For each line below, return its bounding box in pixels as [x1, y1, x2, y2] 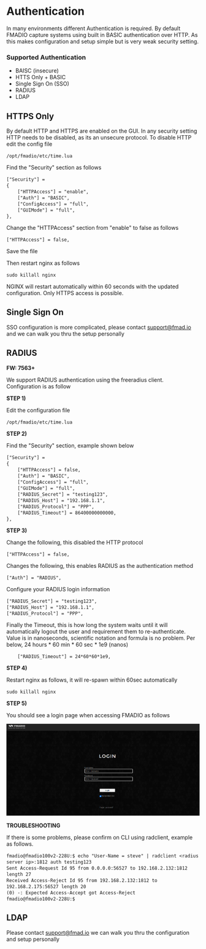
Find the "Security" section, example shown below [6, 441, 134, 449]
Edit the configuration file [6, 406, 71, 414]
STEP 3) [6, 527, 28, 534]
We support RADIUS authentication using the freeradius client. [6, 376, 164, 384]
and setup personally [6, 935, 60, 943]
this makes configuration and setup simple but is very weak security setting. [6, 37, 199, 45]
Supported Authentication [6, 53, 86, 61]
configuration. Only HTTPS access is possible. [6, 289, 124, 297]
